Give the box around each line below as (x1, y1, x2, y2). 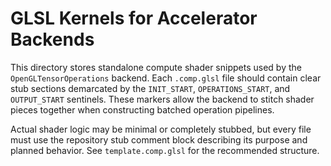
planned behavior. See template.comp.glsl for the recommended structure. (10, 144, 320, 156)
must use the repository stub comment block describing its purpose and (10, 133, 308, 146)
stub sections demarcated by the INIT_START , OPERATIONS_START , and (10, 82, 291, 94)
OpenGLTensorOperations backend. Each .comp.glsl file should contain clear (10, 72, 322, 84)
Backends (10, 28, 95, 51)
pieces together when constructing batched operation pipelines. (10, 103, 275, 116)
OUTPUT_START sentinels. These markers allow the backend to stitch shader (10, 93, 315, 105)
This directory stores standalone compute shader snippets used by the (10, 61, 302, 73)
